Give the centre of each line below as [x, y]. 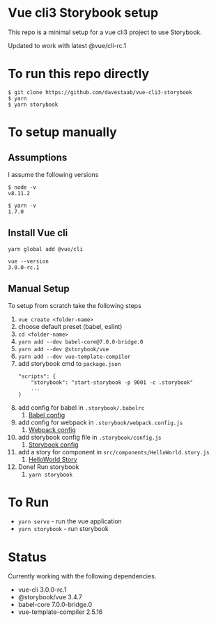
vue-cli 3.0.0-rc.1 [42, 590]
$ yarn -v [22, 206]
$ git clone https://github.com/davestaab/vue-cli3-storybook [100, 92]
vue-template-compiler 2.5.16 [60, 612]
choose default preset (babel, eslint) [70, 326]
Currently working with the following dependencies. [82, 576]
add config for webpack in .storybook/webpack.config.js [100, 422]
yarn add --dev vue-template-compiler [74, 357]
